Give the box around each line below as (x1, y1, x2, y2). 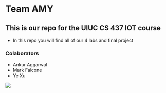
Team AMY (5, 3, 54, 15)
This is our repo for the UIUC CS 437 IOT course (5, 24, 161, 32)
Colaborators (5, 50, 40, 57)
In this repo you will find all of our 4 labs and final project (12, 37, 134, 43)
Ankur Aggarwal (12, 62, 47, 68)
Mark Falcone (12, 67, 42, 73)
